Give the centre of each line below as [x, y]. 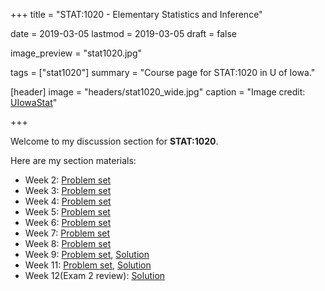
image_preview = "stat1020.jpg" [76, 53]
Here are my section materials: [73, 160]
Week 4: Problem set [68, 201]
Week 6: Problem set [68, 222]
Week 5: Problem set [67, 212]
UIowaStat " [34, 102]
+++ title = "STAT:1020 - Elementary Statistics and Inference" [136, 14]
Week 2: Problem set [68, 180]
